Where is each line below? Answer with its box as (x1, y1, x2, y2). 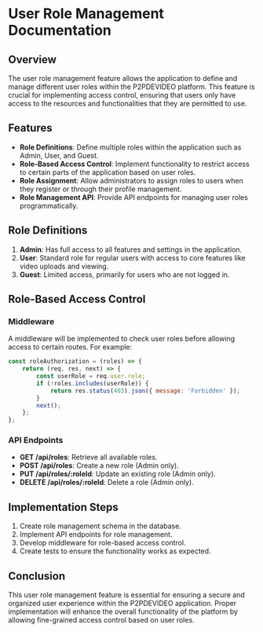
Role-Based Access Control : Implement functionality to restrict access (19, 159, 250, 168)
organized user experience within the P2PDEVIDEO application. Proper (8, 599, 237, 608)
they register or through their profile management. (19, 184, 182, 194)
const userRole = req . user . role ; (36, 372, 146, 380)
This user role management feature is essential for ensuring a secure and (8, 590, 245, 600)
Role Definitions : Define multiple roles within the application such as (19, 142, 242, 152)
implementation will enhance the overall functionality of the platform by (8, 607, 238, 616)
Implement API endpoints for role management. (19, 530, 173, 539)
